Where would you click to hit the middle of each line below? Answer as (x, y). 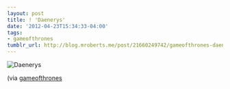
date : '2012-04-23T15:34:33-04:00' (58, 26)
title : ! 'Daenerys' (37, 20)
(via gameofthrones (35, 78)
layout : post (26, 13)
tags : (15, 33)
